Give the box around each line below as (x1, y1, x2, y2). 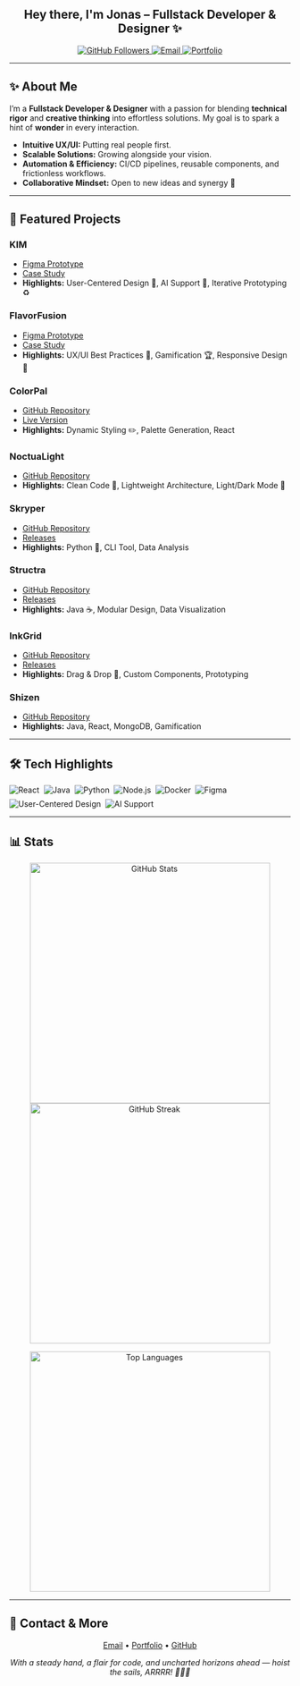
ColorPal (9, 385, 47, 397)
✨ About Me (9, 80, 78, 95)
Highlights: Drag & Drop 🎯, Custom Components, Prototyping (21, 669, 249, 680)
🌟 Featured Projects (9, 212, 121, 227)
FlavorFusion (9, 309, 67, 322)
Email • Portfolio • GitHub (103, 1639, 197, 1650)
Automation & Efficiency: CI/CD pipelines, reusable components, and (21, 158, 279, 169)
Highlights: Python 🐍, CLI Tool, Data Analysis (21, 541, 189, 553)
